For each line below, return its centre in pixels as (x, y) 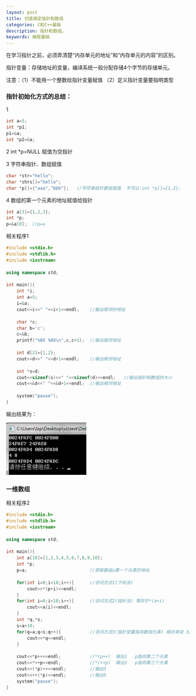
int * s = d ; (29, 371)
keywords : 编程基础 (28, 37)
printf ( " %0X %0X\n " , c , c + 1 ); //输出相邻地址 (69, 340)
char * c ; (27, 322)
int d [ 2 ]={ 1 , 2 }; (36, 353)
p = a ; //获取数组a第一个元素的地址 (83, 570)
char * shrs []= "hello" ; (34, 182)
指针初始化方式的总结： (39, 97)
